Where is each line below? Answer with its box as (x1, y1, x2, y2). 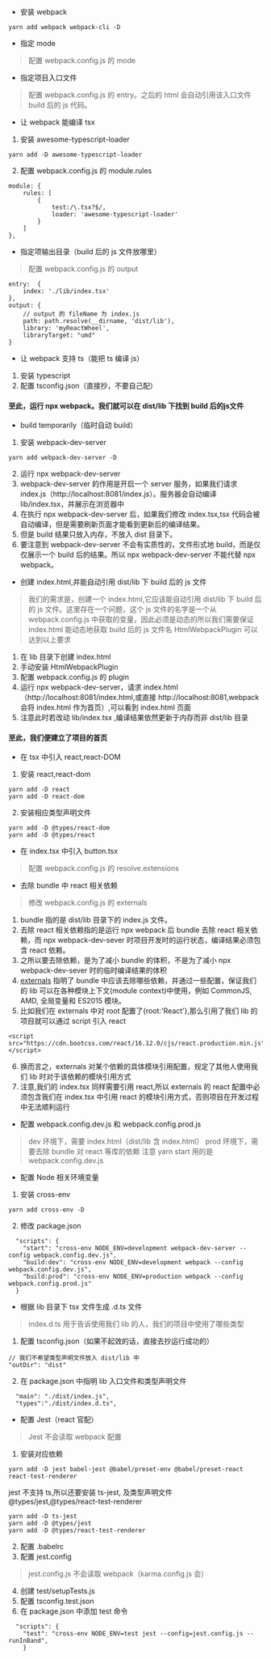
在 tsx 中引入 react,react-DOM (19, 752, 121, 762)
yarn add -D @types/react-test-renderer (8, 1526, 147, 1535)
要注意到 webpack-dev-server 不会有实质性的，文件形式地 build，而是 (19, 540, 254, 549)
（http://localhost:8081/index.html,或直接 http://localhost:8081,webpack (19, 693, 260, 702)
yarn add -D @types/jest (8, 1520, 92, 1528)
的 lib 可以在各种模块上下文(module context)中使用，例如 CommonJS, (19, 986, 252, 995)
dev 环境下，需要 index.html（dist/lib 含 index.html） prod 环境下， (27, 1136, 252, 1147)
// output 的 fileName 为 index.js (23, 310, 140, 318)
